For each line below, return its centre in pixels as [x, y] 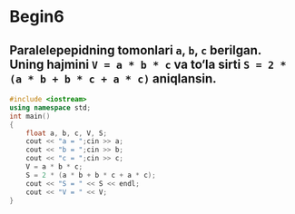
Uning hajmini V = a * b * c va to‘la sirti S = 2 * [148, 64]
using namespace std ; [50, 107]
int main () [30, 116]
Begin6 [37, 17]
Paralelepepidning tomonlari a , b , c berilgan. [135, 50]
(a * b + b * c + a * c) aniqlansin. [113, 78]
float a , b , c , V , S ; [66, 133]
